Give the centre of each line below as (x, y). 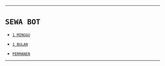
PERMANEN (21, 54)
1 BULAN (20, 44)
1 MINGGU (21, 35)
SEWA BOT (23, 22)
